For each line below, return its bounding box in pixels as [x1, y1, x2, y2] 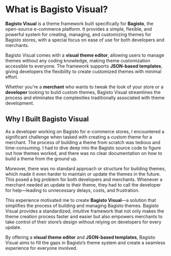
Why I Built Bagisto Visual [5, 115, 89, 124]
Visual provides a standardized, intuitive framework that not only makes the [5, 208, 164, 214]
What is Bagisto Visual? [5, 4, 109, 15]
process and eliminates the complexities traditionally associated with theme [5, 95, 165, 101]
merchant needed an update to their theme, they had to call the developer [5, 181, 161, 188]
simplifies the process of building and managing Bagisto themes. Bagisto [5, 202, 159, 208]
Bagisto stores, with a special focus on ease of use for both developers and [5, 37, 165, 43]
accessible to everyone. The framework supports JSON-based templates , [5, 63, 163, 69]
